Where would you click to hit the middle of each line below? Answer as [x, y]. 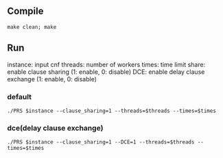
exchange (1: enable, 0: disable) [52, 79]
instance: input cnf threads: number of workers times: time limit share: [106, 64]
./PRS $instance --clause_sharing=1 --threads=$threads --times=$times [111, 111]
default [20, 96]
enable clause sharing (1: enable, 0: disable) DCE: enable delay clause [106, 72]
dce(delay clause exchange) [55, 128]
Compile [25, 11]
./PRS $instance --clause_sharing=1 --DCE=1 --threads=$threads [101, 142]
